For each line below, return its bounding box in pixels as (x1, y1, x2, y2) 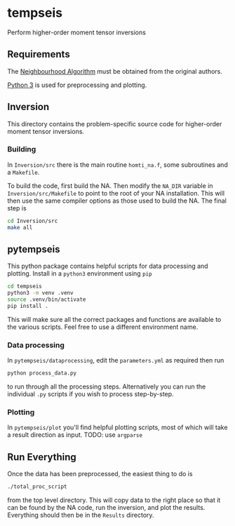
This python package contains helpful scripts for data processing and (7, 262, 208, 271)
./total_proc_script (7, 483, 68, 490)
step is (7, 203, 27, 212)
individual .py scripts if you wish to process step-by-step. (7, 390, 174, 398)
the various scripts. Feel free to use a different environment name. (7, 323, 199, 331)
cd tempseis (7, 283, 42, 290)
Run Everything (7, 451, 77, 463)
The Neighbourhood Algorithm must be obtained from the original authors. (7, 67, 223, 75)
